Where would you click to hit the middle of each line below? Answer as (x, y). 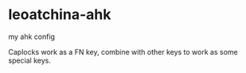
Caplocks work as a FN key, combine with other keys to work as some (123, 52)
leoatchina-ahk (60, 15)
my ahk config (32, 36)
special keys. (30, 60)
